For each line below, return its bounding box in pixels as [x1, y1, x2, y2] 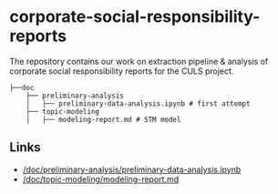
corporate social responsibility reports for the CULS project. [9, 66, 234, 77]
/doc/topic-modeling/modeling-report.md [22, 173, 180, 184]
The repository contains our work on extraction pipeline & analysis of [9, 56, 269, 66]
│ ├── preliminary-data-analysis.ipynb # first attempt [26, 98, 251, 108]
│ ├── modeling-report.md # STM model [26, 115, 181, 124]
